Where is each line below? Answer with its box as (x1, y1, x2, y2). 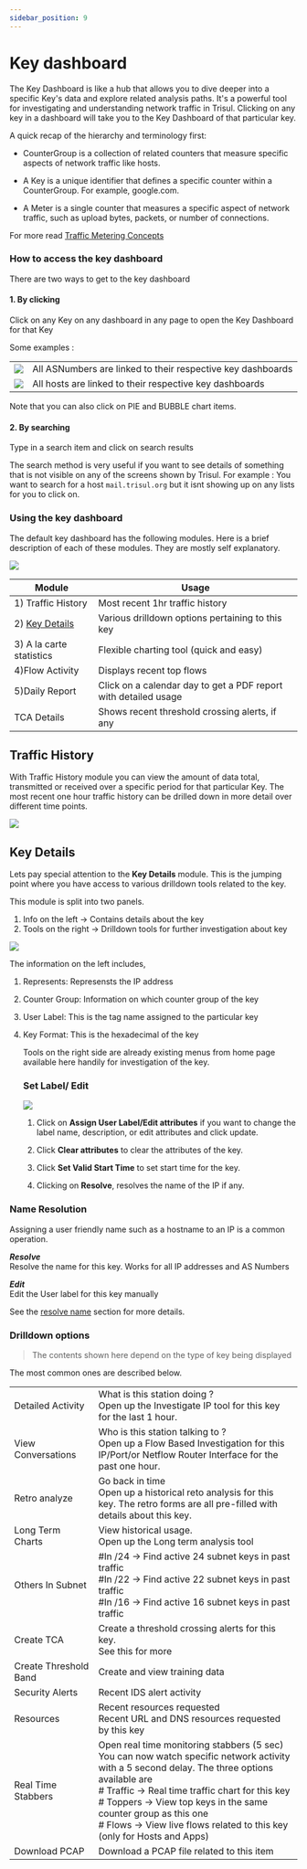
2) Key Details (14, 617, 75, 630)
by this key (98, 1724, 144, 1736)
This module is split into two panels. (9, 897, 144, 908)
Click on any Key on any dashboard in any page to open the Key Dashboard (9, 314, 294, 325)
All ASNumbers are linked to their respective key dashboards (32, 363, 293, 376)
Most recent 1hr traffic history (98, 596, 228, 609)
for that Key (9, 324, 54, 335)
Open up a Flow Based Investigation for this (98, 1437, 285, 1450)
